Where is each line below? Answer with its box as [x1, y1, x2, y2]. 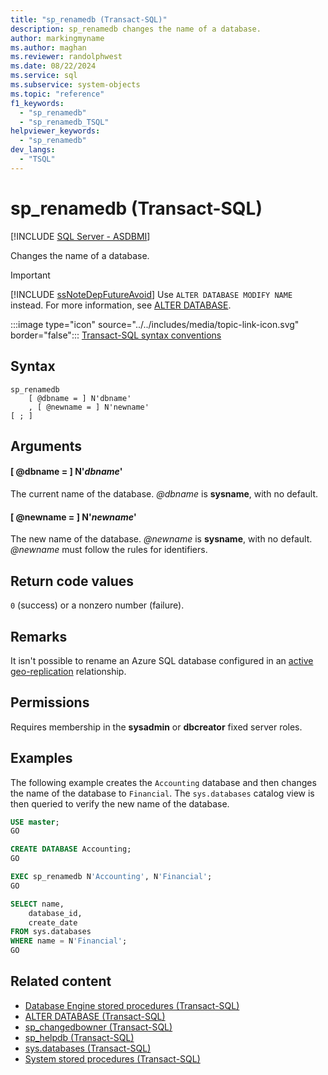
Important [10, 269, 51, 281]
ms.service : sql [10, 71, 78, 81]
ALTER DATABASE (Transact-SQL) [24, 1010, 166, 1022]
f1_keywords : [10, 98, 65, 108]
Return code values [10, 572, 135, 590]
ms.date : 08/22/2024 [10, 61, 97, 71]
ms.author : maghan [10, 42, 87, 53]
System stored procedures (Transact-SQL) [24, 1052, 201, 1065]
